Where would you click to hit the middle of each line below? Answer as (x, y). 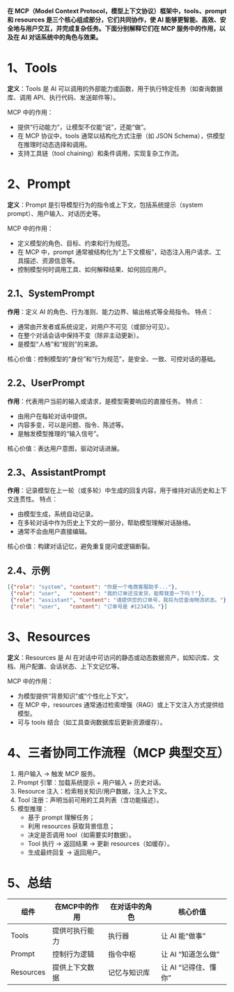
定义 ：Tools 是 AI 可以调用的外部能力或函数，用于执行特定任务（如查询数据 (115, 88)
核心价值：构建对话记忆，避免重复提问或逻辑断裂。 (80, 546)
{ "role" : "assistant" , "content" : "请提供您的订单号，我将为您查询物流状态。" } (118, 600)
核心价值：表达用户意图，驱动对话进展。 (65, 448)
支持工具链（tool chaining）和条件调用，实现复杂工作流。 (100, 153)
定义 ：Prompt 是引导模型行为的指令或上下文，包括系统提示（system (105, 205)
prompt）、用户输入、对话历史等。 (56, 213)
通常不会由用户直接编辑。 (54, 532)
